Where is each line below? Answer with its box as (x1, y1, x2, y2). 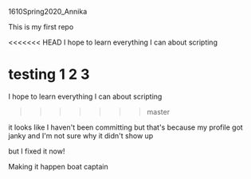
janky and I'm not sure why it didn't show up (8, 130, 154, 140)
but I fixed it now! (8, 146, 65, 156)
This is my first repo (8, 22, 74, 31)
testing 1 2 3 (8, 65, 90, 84)
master (147, 107, 170, 116)
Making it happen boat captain (8, 161, 109, 171)
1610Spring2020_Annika (8, 7, 88, 16)
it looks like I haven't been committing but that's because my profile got (8, 123, 243, 132)
